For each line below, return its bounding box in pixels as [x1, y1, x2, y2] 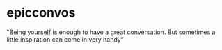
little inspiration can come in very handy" [6, 35, 125, 43]
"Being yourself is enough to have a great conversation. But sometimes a [6, 28, 216, 36]
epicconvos [6, 5, 76, 21]
